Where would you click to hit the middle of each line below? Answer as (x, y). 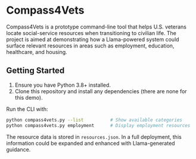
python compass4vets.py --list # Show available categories (94, 120)
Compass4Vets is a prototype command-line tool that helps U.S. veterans (96, 27)
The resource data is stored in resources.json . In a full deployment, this (94, 136)
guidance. (18, 150)
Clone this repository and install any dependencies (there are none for (101, 91)
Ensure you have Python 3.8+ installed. (63, 85)
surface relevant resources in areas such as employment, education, (90, 46)
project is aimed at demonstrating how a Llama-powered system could (93, 39)
